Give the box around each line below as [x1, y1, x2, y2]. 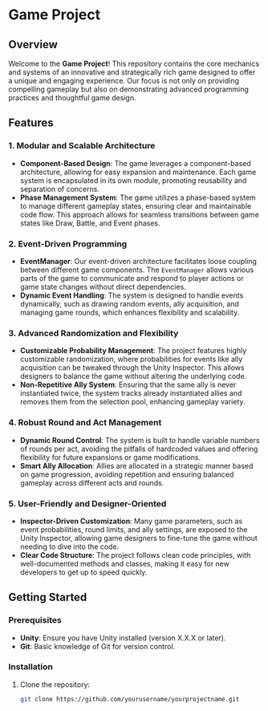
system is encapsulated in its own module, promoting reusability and [19, 175, 247, 185]
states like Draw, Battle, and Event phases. [19, 218, 160, 228]
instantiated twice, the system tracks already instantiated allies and [19, 388, 242, 398]
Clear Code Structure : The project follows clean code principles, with [19, 550, 251, 559]
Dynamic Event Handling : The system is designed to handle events [19, 290, 244, 300]
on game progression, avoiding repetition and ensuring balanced [19, 469, 234, 479]
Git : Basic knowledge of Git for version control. [19, 641, 176, 651]
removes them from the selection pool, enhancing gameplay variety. [19, 397, 246, 407]
